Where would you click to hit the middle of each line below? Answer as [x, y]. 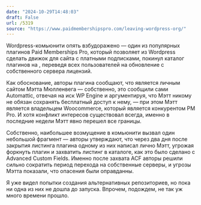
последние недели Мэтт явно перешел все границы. [74, 121]
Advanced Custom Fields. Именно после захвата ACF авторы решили [94, 158]
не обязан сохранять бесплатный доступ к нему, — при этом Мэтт [92, 102]
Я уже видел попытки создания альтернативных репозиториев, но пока [98, 183]
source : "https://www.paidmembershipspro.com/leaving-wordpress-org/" [96, 29]
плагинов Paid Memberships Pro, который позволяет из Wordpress [91, 52]
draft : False [22, 17]
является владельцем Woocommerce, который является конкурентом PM [101, 108]
